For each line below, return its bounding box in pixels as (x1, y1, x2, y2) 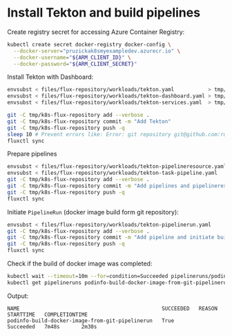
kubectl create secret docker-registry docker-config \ (7, 41, 171, 48)
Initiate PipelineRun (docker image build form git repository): (7, 207, 180, 216)
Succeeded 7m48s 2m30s (7, 323, 97, 330)
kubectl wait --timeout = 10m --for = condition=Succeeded (7, 273, 168, 280)
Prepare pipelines (7, 150, 57, 158)
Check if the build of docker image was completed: (7, 259, 153, 268)
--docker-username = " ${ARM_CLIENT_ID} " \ (13, 54, 131, 61)
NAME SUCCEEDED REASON (7, 305, 217, 312)
